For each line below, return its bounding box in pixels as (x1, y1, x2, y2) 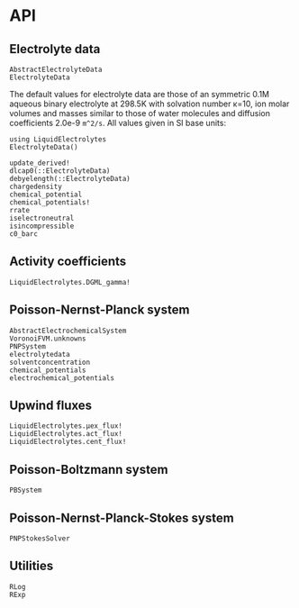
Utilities (9, 558, 54, 574)
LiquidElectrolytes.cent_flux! (9, 438, 127, 447)
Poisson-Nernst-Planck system (9, 303, 190, 318)
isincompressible (9, 222, 75, 231)
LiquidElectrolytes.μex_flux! (9, 422, 123, 431)
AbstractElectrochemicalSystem (9, 326, 127, 335)
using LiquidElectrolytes (9, 135, 106, 144)
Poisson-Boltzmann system (9, 461, 168, 477)
